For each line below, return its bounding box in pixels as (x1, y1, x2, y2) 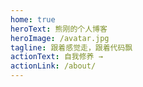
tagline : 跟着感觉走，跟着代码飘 (10, 42, 133, 53)
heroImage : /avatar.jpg (10, 33, 110, 43)
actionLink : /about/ (10, 61, 97, 71)
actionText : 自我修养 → (10, 52, 103, 62)
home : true (10, 14, 56, 25)
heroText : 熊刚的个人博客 (10, 24, 108, 34)
